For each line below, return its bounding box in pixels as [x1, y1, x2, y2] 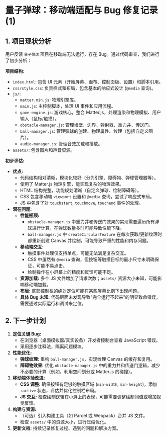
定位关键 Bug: [12, 330, 42, 337]
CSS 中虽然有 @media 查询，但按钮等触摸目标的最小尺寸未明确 [27, 256, 155, 262]
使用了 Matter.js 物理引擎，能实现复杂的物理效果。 [20, 181, 124, 187]
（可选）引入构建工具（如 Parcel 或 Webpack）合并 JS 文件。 [20, 412, 148, 418]
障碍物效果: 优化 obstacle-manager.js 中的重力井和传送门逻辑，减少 [20, 362, 160, 368]
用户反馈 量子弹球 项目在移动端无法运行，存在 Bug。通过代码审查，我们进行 [5, 51, 159, 57]
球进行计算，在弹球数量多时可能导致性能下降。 [27, 225, 124, 231]
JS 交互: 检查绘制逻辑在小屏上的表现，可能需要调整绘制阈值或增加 [20, 393, 157, 400]
